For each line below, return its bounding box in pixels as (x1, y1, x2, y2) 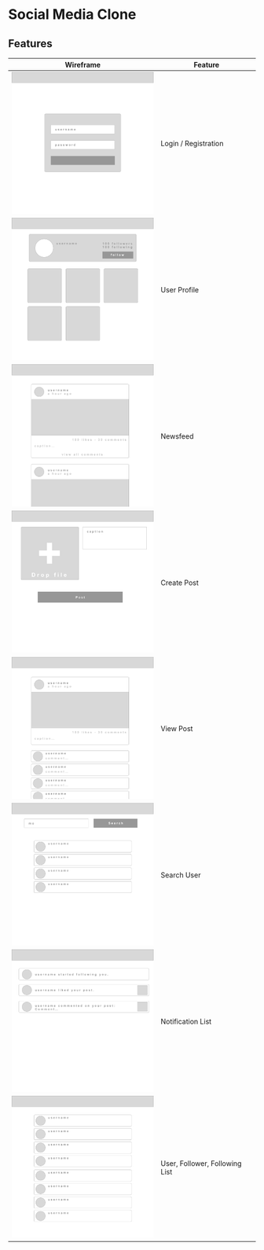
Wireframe (64, 60, 101, 69)
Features (8, 37, 53, 50)
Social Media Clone (8, 6, 137, 24)
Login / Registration (160, 139, 224, 149)
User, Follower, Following (160, 1159, 242, 1168)
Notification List (160, 1017, 212, 1026)
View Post (160, 724, 193, 733)
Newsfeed (160, 431, 194, 441)
